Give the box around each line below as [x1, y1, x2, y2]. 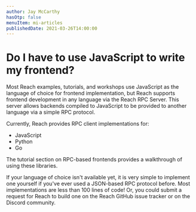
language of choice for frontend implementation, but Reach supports [6, 90, 175, 97]
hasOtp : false [6, 14, 42, 20]
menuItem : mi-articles [6, 20, 63, 26]
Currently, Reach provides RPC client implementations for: [6, 120, 149, 127]
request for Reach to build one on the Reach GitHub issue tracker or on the [6, 193, 190, 200]
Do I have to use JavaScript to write [6, 51, 185, 64]
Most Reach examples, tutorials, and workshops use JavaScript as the [6, 83, 179, 91]
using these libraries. [6, 162, 58, 170]
